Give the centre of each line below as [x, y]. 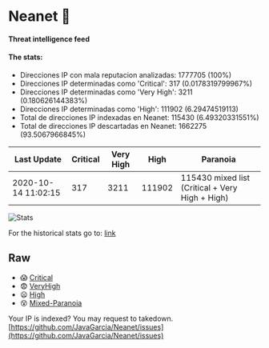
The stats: [26, 57]
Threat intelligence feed [49, 38]
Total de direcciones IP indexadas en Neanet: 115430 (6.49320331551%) [139, 117]
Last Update [38, 159]
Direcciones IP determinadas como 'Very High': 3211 [106, 92]
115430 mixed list [215, 178]
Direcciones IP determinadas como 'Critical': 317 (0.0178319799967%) [136, 83]
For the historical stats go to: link [62, 233]
